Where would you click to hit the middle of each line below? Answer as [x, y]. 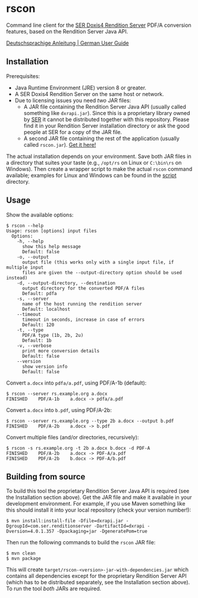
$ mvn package [24, 559]
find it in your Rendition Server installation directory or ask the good [106, 126]
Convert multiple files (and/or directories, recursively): [73, 437]
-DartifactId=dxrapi [120, 526]
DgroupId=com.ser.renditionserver [49, 526]
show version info [45, 366]
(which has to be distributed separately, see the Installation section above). [98, 582]
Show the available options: [40, 215]
